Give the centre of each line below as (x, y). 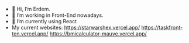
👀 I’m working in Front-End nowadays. (57, 15)
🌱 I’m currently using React (44, 21)
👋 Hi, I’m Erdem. (31, 9)
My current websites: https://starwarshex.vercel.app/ (76, 27)
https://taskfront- (162, 27)
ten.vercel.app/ (30, 34)
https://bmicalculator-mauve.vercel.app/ (98, 34)
